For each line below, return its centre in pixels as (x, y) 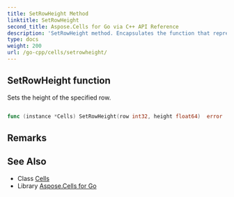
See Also (27, 162)
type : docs (23, 40)
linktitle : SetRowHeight (43, 20)
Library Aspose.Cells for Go (57, 186)
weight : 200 (24, 46)
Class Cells (33, 178)
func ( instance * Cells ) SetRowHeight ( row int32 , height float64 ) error (115, 116)
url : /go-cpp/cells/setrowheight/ (57, 53)
